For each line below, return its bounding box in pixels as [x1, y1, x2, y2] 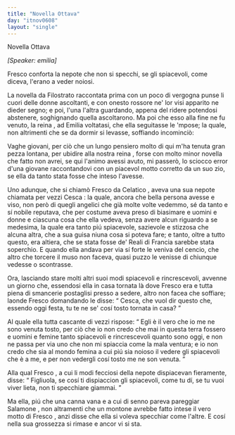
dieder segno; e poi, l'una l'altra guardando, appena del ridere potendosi [7, 106, 218, 115]
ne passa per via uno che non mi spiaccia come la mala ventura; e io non [7, 340, 218, 348]
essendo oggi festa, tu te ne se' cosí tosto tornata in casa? [7, 304, 177, 313]
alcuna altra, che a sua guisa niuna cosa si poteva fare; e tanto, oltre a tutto [7, 230, 225, 239]
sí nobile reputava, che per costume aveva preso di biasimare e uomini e [7, 208, 217, 217]
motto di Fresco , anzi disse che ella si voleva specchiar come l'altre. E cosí [7, 412, 226, 421]
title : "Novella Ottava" [7, 10, 80, 18]
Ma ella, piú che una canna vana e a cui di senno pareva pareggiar [7, 397, 200, 405]
